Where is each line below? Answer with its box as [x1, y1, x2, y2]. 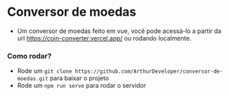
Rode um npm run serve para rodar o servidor [17, 82, 146, 90]
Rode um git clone [17, 67, 72, 75]
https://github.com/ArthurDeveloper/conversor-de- [74, 68, 223, 75]
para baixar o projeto [50, 74, 109, 82]
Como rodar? [7, 51, 52, 60]
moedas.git [17, 75, 49, 82]
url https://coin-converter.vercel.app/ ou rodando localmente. [17, 34, 192, 42]
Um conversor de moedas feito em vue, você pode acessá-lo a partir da [17, 27, 221, 35]
